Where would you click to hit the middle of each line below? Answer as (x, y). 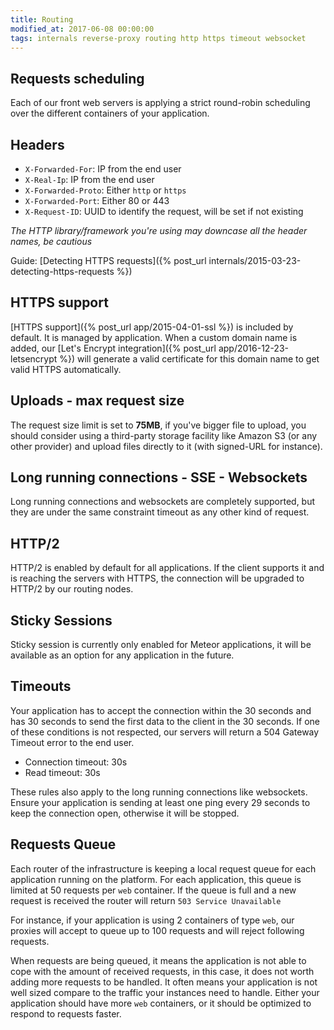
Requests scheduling (77, 78)
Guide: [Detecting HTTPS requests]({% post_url (108, 260)
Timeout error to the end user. (72, 742)
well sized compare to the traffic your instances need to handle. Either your (165, 992)
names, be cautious (51, 241)
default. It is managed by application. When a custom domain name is (154, 337)
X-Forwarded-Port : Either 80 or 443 (97, 200)
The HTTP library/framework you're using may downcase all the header (159, 230)
